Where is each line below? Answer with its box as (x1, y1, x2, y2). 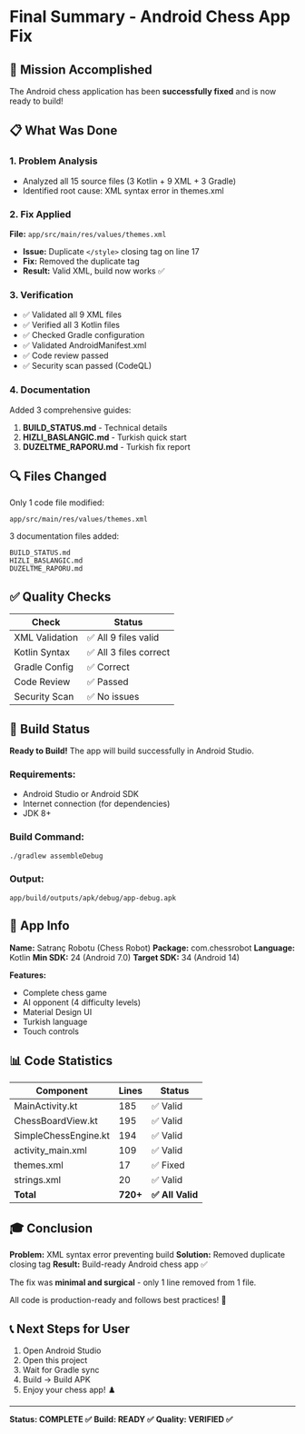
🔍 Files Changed (9, 468, 107, 483)
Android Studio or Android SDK (22, 789, 139, 800)
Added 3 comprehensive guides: (9, 404, 132, 415)
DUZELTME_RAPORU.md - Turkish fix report (22, 441, 191, 452)
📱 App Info (9, 918, 70, 933)
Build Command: (9, 831, 84, 843)
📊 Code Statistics (9, 1052, 113, 1069)
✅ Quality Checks (9, 589, 112, 604)
